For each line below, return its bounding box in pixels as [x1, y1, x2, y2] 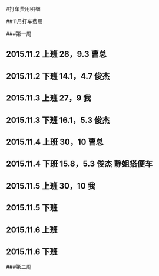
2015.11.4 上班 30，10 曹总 [6, 137, 104, 147]
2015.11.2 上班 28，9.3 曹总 [6, 49, 107, 59]
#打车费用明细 [6, 5, 41, 12]
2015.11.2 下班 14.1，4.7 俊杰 [6, 71, 110, 81]
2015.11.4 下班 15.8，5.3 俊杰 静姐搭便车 [6, 159, 153, 169]
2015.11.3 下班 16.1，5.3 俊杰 [6, 115, 110, 125]
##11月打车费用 [6, 18, 43, 25]
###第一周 [6, 30, 32, 37]
